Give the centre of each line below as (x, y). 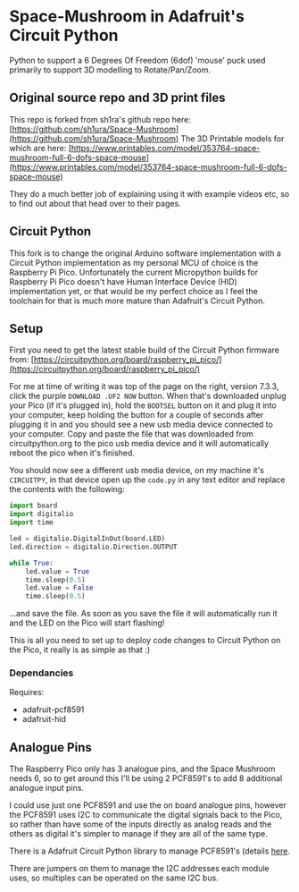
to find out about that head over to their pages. (95, 203)
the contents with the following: (67, 489)
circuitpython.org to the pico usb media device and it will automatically (139, 444)
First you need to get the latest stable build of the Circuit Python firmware (144, 350)
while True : (31, 563)
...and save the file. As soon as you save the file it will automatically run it (143, 614)
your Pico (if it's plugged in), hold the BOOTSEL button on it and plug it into (143, 405)
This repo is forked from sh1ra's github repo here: (100, 119)
